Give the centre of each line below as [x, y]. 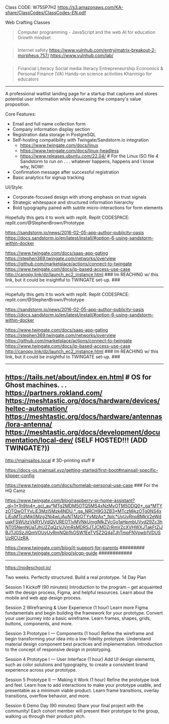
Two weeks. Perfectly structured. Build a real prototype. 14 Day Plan [76, 577]
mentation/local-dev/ [39, 440]
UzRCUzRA [17, 538]
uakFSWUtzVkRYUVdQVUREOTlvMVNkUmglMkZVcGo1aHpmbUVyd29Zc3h [84, 522]
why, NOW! [32, 166]
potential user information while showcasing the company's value [73, 99]
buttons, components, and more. [39, 623]
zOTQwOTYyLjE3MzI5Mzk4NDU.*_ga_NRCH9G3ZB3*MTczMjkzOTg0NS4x [83, 511]
